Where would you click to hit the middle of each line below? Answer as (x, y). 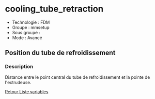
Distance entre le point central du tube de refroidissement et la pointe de (77, 77)
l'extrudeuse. (18, 82)
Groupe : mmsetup (31, 27)
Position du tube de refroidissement (60, 53)
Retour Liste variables (27, 92)
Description (19, 67)
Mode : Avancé (27, 38)
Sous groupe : (26, 32)
